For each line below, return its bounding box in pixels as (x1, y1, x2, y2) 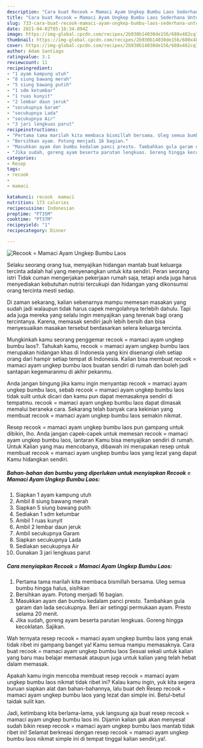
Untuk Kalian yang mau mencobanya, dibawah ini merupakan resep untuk (7, 442, 190, 450)
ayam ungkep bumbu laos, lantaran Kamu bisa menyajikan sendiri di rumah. (7, 436, 195, 443)
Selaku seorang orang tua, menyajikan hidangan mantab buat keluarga (7, 261, 183, 268)
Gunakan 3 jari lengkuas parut (15, 549, 91, 556)
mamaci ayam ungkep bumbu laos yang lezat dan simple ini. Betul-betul (7, 691, 186, 698)
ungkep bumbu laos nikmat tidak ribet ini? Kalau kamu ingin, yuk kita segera (7, 678, 195, 686)
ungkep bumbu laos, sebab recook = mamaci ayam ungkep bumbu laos (7, 386, 184, 393)
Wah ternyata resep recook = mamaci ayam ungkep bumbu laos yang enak (7, 634, 193, 642)
